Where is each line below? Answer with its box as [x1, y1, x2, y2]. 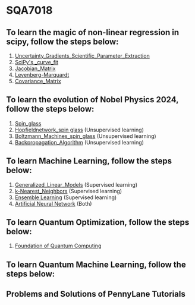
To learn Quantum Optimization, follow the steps [6, 218, 190, 228]
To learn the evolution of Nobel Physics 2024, [6, 95, 179, 105]
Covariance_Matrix [14, 78, 61, 84]
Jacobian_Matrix [14, 65, 56, 72]
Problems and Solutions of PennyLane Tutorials [6, 289, 185, 299]
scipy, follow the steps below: [6, 36, 119, 46]
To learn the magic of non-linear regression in [6, 27, 180, 37]
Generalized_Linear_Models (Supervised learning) [14, 181, 138, 188]
